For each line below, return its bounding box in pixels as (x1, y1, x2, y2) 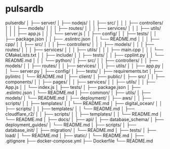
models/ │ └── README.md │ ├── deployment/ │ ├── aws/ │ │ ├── (5, 94, 152, 101)
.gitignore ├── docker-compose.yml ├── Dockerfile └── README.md (5, 137, 153, 144)
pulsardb (5, 3, 44, 15)
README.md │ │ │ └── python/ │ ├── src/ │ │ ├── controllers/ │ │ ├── (5, 57, 158, 63)
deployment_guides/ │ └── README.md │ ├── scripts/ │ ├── (5, 122, 137, 128)
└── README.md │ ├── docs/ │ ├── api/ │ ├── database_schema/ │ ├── (5, 116, 164, 122)
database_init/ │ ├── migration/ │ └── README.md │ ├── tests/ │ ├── (5, 127, 156, 133)
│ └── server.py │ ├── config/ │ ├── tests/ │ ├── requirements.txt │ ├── (5, 68, 163, 74)
